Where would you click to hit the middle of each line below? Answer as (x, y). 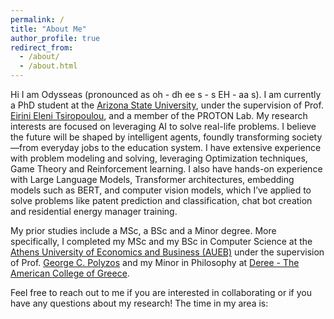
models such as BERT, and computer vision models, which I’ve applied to (161, 190)
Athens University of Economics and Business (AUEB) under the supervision (167, 252)
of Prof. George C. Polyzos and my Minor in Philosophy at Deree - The (155, 262)
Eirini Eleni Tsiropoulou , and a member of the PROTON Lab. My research (159, 115)
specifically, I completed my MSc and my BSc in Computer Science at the (161, 241)
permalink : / (37, 19)
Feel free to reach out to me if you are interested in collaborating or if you (161, 292)
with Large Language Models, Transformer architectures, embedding (152, 179)
